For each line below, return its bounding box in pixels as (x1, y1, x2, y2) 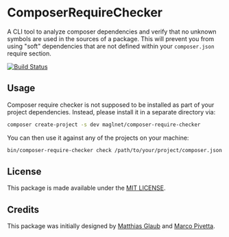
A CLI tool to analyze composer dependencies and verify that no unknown (7, 27, 217, 36)
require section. (7, 49, 51, 58)
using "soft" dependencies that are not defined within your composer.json (7, 42, 215, 50)
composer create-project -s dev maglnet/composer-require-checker (7, 121, 201, 128)
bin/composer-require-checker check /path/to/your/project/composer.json (7, 147, 223, 153)
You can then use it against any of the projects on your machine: (7, 134, 189, 142)
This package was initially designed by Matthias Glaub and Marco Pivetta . (7, 222, 215, 230)
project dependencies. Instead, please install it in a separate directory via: (7, 108, 216, 116)
